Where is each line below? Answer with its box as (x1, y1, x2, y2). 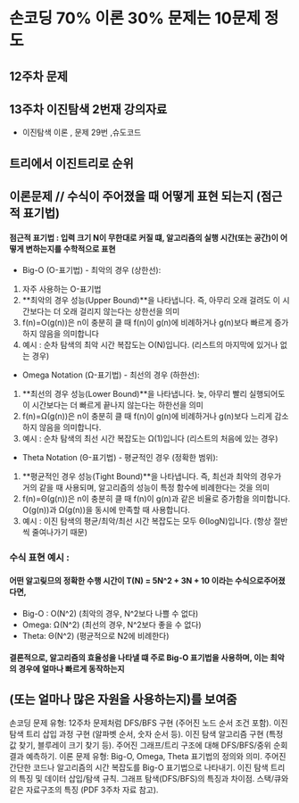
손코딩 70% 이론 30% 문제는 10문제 (9, 8, 262, 29)
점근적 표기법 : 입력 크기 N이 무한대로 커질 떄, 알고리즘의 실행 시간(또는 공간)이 (9, 232, 279, 243)
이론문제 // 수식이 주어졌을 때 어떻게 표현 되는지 (9, 189, 254, 204)
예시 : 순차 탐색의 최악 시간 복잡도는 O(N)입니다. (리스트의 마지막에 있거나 (21, 340, 278, 351)
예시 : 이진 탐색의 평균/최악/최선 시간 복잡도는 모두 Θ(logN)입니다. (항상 (21, 516, 272, 526)
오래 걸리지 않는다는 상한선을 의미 (62, 306, 180, 317)
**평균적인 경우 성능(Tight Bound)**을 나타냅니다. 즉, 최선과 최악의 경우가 (21, 471, 282, 482)
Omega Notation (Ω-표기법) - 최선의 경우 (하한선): (21, 369, 200, 380)
